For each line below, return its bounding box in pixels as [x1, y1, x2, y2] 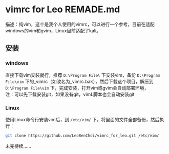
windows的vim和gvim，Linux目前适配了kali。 [5, 27, 101, 34]
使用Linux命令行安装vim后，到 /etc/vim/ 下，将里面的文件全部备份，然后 [5, 116, 160, 122]
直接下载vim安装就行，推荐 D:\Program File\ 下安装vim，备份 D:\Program [5, 72, 160, 78]
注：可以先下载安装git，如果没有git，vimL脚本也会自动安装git [5, 91, 135, 97]
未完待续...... [5, 143, 32, 149]
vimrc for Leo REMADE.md [5, 4, 120, 15]
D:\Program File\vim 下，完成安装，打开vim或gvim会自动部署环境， [5, 84, 149, 91]
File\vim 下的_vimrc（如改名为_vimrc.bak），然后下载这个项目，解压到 [5, 78, 154, 84]
